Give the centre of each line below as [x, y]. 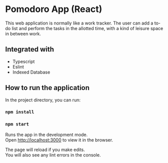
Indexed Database [31, 72]
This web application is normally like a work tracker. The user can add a [79, 23]
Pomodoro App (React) [54, 9]
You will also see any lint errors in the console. [53, 155]
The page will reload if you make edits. [45, 149]
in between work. [23, 33]
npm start [17, 124]
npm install [20, 112]
